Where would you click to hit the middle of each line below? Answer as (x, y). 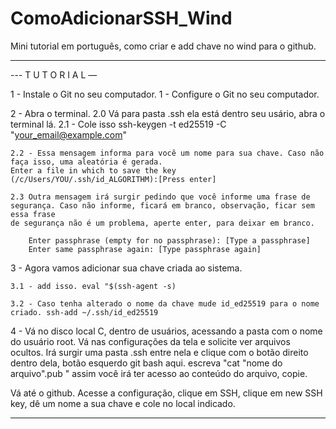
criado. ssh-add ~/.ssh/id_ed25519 (84, 312)
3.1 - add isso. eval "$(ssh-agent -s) (93, 286)
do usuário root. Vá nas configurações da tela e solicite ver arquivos (150, 341)
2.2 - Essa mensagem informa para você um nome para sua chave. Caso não (167, 153)
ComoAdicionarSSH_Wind (121, 18)
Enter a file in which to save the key (93, 170)
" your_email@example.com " (69, 134)
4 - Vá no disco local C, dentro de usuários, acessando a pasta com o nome (166, 331)
